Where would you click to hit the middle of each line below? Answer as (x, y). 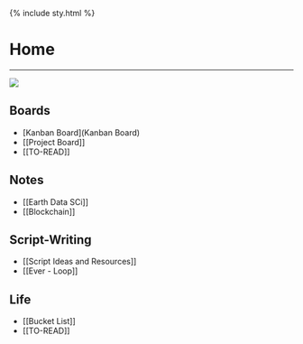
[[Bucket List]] (49, 321)
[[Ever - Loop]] (50, 271)
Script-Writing (50, 240)
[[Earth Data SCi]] (55, 201)
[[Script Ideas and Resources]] (79, 262)
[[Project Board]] (54, 142)
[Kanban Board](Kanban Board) (81, 132)
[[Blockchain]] (49, 211)
